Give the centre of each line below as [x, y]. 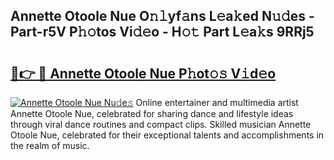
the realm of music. [50, 145]
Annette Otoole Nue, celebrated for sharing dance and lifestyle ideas [152, 113]
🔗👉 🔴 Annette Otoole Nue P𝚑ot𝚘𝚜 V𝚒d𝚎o [143, 73]
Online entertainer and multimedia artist [217, 102]
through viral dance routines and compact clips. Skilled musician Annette [161, 124]
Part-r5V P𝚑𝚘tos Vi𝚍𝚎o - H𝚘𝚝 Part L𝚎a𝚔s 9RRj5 [162, 32]
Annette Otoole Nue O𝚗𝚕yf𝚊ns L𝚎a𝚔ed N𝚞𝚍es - [162, 16]
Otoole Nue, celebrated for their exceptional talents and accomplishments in [167, 135]
